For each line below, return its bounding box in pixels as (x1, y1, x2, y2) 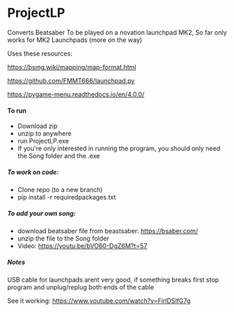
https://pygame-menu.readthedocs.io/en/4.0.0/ (7, 90, 145, 98)
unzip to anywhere (17, 129, 72, 138)
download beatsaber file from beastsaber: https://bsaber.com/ (17, 227, 198, 235)
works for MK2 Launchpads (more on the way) (7, 35, 143, 44)
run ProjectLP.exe (17, 137, 69, 145)
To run (7, 106, 27, 115)
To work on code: (7, 167, 60, 176)
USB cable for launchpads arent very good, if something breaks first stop (7, 275, 219, 284)
